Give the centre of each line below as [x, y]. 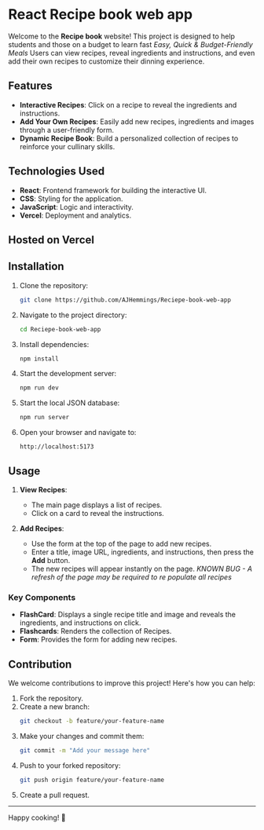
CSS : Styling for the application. [71, 199]
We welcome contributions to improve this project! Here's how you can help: [132, 683]
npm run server [44, 418]
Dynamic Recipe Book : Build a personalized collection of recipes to [129, 138]
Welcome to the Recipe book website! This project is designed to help [122, 36]
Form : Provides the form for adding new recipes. [98, 640]
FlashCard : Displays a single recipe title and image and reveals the [127, 615]
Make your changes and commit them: [82, 736]
